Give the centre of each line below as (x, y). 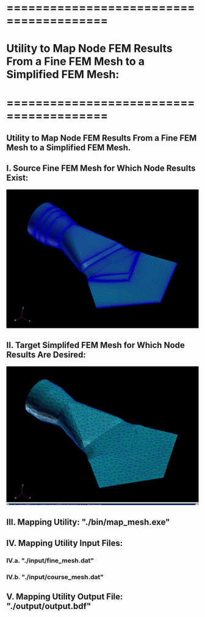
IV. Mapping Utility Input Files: (65, 543)
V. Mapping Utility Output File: (65, 597)
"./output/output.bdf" (49, 606)
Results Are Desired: (46, 355)
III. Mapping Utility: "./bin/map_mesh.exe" (88, 523)
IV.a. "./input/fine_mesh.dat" (50, 560)
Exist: (17, 178)
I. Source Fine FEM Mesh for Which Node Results (101, 168)
